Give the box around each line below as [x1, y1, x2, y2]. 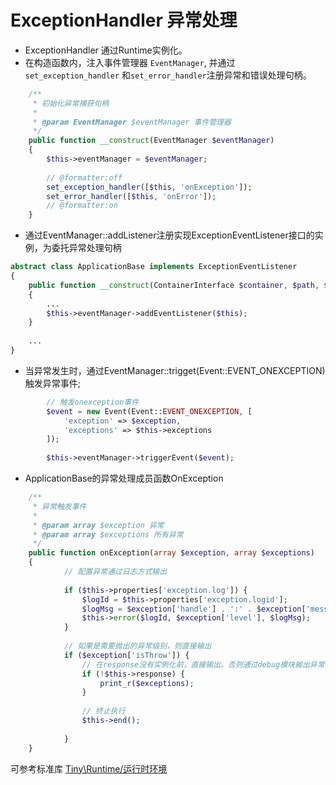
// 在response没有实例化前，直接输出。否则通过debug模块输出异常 [81, 659, 325, 670]
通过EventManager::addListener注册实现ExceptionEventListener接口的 [24, 229, 315, 241]
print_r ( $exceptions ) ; [99, 678, 195, 688]
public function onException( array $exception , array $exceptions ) [28, 548, 315, 558]
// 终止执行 [81, 706, 126, 716]
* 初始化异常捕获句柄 [32, 98, 110, 108]
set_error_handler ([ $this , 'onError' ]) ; [46, 191, 217, 201]
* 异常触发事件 [32, 501, 87, 511]
